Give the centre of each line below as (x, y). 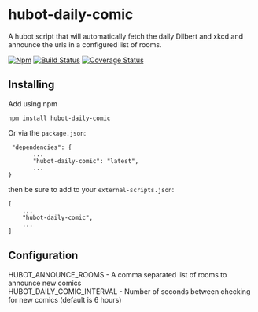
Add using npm (33, 103)
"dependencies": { (42, 147)
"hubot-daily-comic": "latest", (86, 161)
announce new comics (45, 283)
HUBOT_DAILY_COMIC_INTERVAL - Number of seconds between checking (129, 291)
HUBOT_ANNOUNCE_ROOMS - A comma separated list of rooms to (118, 274)
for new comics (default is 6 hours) (65, 299)
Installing (31, 85)
